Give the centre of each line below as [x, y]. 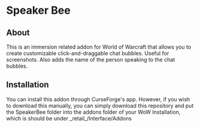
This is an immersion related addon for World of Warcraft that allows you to [99, 47]
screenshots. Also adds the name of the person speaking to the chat [91, 60]
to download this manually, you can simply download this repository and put [100, 105]
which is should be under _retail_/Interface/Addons [69, 118]
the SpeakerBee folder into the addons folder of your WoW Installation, [93, 112]
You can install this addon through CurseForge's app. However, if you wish [98, 99]
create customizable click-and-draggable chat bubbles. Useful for [88, 53]
